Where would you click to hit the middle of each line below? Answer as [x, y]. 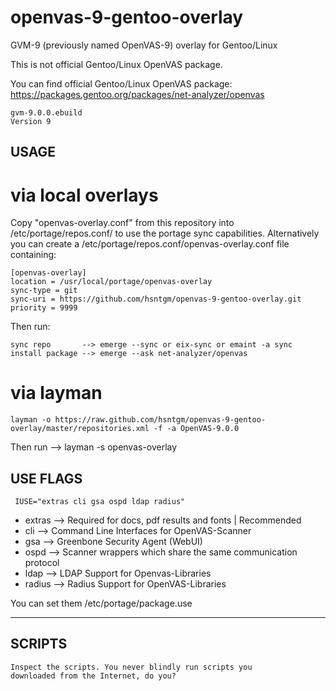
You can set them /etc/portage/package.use [101, 603]
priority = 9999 [44, 308]
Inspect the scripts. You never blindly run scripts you [131, 667]
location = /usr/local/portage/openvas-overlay [111, 282]
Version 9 [31, 121]
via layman [56, 393]
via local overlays [84, 195]
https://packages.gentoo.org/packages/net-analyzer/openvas [137, 94]
